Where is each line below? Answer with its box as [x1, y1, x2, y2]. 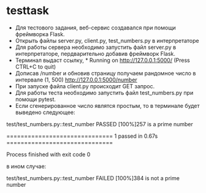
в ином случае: [6, 162, 47, 170]
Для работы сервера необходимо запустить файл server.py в [15, 44, 177, 51]
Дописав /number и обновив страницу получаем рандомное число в [15, 69, 196, 77]
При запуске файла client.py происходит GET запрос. [15, 82, 155, 89]
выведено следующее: [15, 108, 75, 116]
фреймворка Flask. [15, 30, 66, 37]
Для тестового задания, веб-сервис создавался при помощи [15, 24, 176, 31]
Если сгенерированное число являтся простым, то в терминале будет [15, 102, 200, 109]
